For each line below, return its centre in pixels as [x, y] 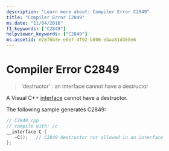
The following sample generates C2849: [56, 109]
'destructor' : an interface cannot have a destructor [85, 86]
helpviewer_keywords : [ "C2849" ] [47, 34]
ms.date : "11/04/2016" [35, 23]
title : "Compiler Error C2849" [46, 17]
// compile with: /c [32, 126]
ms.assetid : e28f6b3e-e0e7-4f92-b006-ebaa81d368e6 [71, 40]
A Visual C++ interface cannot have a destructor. [67, 97]
